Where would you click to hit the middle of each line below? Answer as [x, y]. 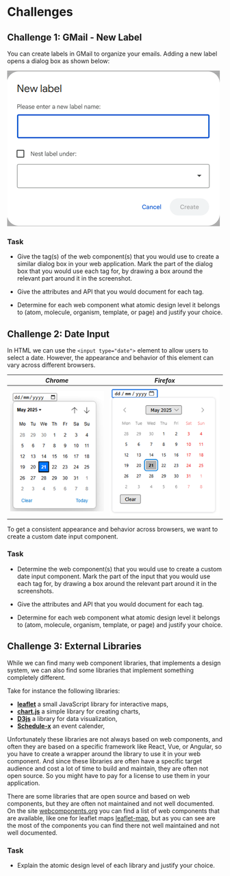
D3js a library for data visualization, [67, 718]
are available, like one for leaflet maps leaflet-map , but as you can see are [111, 818]
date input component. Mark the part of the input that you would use [114, 576]
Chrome [57, 380]
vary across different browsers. [51, 365]
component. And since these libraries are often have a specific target [104, 761]
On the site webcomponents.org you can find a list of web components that [114, 811]
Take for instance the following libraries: [64, 691]
